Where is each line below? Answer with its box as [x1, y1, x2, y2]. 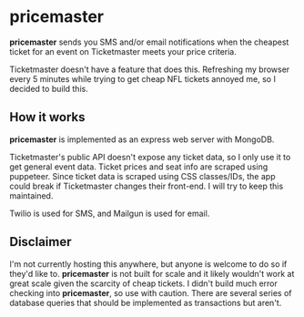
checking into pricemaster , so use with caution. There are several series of [9, 287, 293, 298]
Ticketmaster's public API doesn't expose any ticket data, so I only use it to [9, 151, 291, 162]
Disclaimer [9, 234, 72, 250]
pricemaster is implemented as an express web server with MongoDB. [9, 134, 275, 145]
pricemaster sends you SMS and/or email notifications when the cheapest [9, 36, 289, 47]
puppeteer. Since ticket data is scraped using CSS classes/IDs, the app [9, 170, 276, 181]
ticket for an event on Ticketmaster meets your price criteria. [9, 46, 237, 56]
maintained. [9, 189, 54, 201]
